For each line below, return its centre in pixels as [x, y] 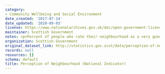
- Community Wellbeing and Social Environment [54, 14]
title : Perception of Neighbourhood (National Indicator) [66, 64]
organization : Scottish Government [41, 41]
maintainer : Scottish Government [39, 32]
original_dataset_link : [29, 46]
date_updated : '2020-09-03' [34, 23]
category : [15, 9]
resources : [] [20, 55]
